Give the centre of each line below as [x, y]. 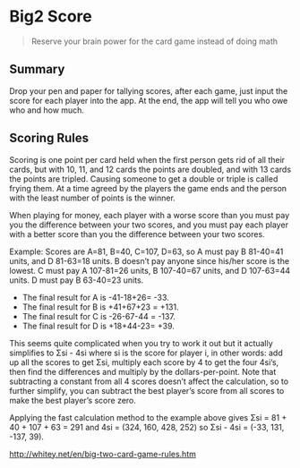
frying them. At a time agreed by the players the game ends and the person [148, 188]
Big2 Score [51, 17]
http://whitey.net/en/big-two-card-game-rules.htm [103, 454]
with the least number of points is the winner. [93, 198]
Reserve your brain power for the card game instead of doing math [154, 41]
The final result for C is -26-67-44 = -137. [99, 316]
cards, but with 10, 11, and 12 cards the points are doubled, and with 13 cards [150, 169]
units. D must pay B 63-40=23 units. [77, 280]
